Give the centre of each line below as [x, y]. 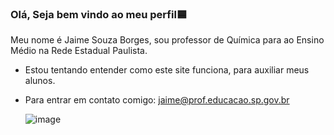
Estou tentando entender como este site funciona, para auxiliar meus [167, 70]
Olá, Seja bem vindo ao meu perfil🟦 [99, 14]
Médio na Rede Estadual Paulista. [79, 51]
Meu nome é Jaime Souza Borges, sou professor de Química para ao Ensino [167, 40]
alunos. [40, 81]
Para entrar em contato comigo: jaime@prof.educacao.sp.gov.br [157, 100]
